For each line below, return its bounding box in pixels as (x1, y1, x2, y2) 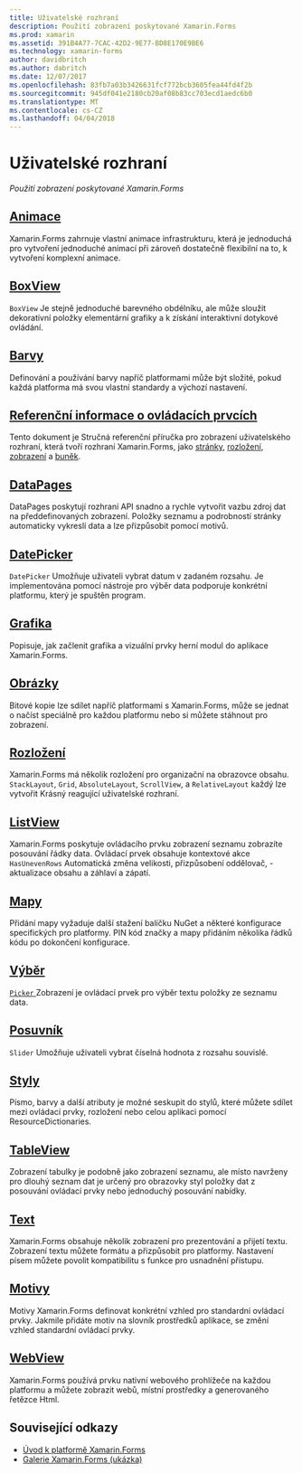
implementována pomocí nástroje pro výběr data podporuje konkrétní (9, 580, 269, 590)
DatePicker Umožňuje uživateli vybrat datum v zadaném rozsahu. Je (9, 571, 264, 581)
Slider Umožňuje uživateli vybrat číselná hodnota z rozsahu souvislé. (9, 1046, 269, 1058)
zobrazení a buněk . (9, 451, 81, 462)
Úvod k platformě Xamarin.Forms (22, 1444, 146, 1455)
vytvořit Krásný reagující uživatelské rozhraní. (9, 788, 180, 799)
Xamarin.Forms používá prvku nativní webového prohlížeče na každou (9, 1374, 271, 1385)
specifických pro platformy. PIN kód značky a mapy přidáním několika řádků (9, 928, 293, 938)
